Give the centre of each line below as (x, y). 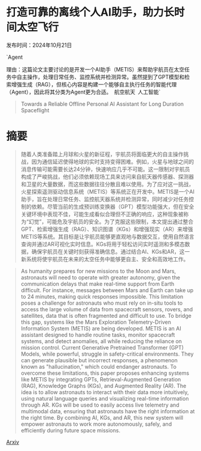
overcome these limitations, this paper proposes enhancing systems (105, 373)
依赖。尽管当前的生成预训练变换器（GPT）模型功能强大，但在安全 (113, 206)
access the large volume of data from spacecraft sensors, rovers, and (107, 309)
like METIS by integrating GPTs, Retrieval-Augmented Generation (101, 379)
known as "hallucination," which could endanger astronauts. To (98, 366)
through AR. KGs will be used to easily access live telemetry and (100, 405)
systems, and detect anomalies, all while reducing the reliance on (101, 341)
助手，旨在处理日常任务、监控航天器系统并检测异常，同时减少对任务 (105, 199)
